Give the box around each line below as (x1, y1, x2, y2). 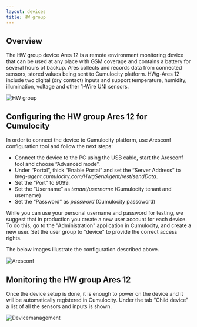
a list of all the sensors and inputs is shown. (6, 302, 112, 310)
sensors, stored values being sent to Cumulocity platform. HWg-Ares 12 (6, 70, 180, 77)
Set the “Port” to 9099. (14, 179, 71, 187)
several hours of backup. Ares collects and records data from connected (6, 64, 182, 71)
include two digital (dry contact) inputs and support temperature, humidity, (6, 77, 187, 84)
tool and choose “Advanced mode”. (14, 161, 101, 168)
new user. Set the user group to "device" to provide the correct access (6, 228, 178, 236)
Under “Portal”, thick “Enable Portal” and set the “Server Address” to (14, 166, 181, 174)
